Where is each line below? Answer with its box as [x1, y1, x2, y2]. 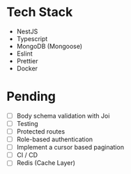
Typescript [16, 34, 48, 42]
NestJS [16, 27, 38, 35]
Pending [6, 88, 56, 104]
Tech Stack [6, 4, 73, 20]
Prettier [16, 56, 38, 65]
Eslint [16, 49, 33, 58]
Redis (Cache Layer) [16, 159, 76, 167]
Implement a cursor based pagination [16, 143, 125, 152]
